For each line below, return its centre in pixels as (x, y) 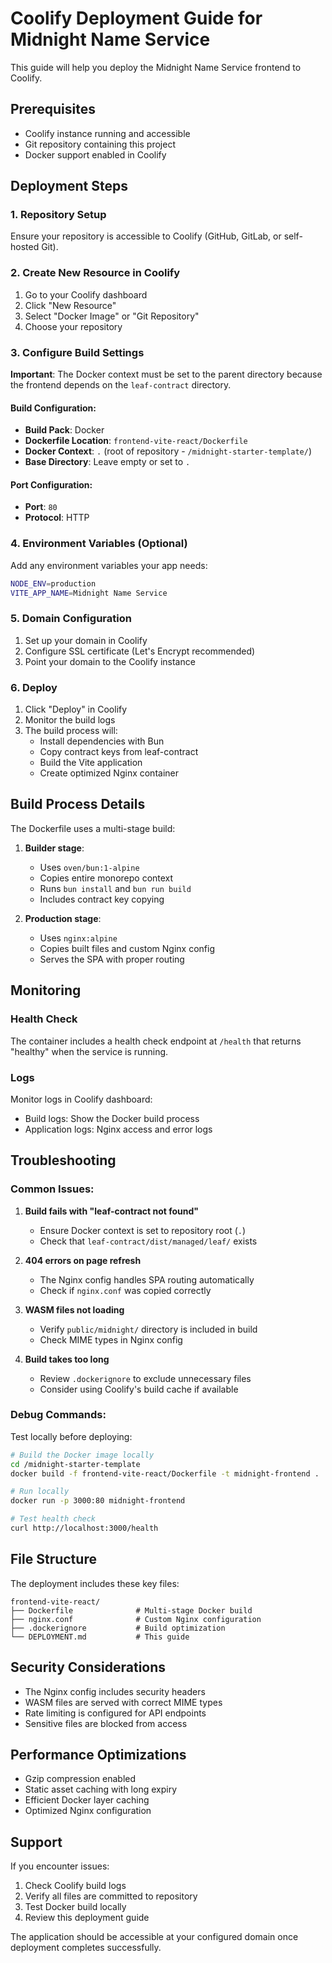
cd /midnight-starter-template (75, 1464)
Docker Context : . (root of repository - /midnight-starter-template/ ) (168, 451)
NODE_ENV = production (53, 583)
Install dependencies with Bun (102, 741)
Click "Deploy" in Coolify (76, 709)
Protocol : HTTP (57, 518)
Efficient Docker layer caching (87, 1800)
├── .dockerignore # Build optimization (118, 1628)
